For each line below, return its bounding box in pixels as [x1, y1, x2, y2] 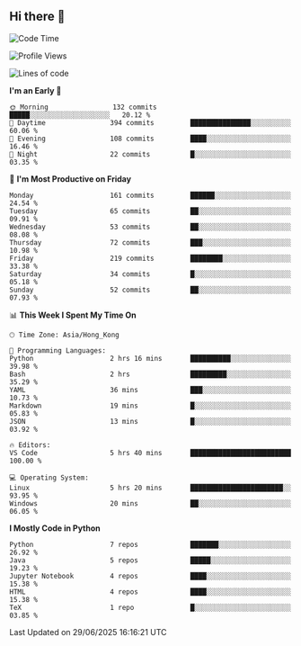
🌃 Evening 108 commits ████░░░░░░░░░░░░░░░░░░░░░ [9, 134, 292, 143]
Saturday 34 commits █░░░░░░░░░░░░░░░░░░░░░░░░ [9, 269, 292, 279]
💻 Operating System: [9, 473, 90, 482]
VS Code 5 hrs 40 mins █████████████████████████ [9, 448, 292, 457]
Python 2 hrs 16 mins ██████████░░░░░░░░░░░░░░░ [9, 354, 292, 363]
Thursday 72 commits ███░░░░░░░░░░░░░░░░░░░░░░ [9, 238, 292, 247]
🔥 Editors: [9, 440, 51, 450]
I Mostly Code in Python [9, 523, 101, 534]
